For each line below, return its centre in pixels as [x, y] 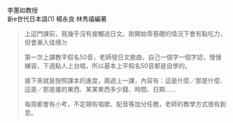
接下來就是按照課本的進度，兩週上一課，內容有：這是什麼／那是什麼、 [125, 81]
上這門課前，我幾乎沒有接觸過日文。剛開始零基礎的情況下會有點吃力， [125, 34]
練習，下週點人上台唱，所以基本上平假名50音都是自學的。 [107, 66]
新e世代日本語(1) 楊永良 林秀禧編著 [57, 19]
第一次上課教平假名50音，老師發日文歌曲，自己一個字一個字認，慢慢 [123, 57]
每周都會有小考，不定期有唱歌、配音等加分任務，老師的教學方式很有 [122, 104]
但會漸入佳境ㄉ [46, 42]
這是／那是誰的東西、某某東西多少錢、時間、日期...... [100, 89]
